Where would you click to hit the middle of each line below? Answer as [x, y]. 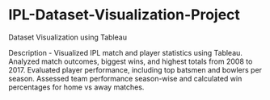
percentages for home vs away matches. [76, 87]
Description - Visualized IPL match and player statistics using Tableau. [125, 52]
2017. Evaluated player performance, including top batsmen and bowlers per [135, 69]
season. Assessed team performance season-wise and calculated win [125, 78]
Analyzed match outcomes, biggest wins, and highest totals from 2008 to [131, 61]
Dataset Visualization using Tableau [68, 37]
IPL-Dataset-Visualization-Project [124, 15]
